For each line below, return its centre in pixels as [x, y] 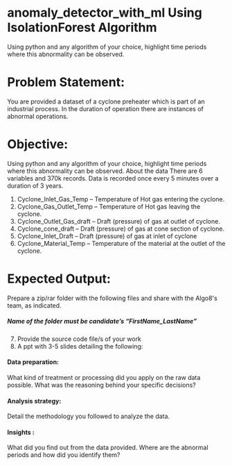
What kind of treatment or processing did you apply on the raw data [104, 377]
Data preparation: [33, 362]
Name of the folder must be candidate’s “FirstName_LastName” [102, 322]
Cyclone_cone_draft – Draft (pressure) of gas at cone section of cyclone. [121, 228]
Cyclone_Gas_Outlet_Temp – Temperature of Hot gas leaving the [109, 206]
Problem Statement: [66, 82]
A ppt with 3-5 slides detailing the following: [80, 346]
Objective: [38, 144]
